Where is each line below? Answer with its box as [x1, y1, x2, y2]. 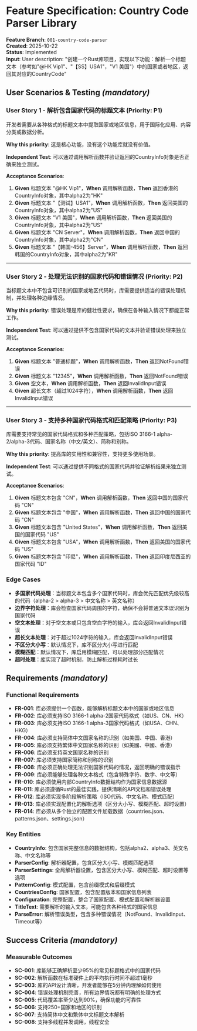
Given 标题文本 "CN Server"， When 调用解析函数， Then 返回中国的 [14, 228, 180, 236]
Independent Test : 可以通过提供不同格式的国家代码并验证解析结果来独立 [6, 463, 182, 470]
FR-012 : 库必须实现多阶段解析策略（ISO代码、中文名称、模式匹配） [14, 793, 178, 800]
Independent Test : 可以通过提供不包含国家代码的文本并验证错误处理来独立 [6, 326, 186, 333]
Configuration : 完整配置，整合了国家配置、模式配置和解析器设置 [14, 896, 171, 903]
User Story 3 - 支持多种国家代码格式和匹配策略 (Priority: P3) [6, 416, 177, 424]
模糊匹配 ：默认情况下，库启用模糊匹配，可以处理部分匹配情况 [14, 648, 164, 655]
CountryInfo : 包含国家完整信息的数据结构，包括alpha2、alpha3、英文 [14, 844, 184, 851]
